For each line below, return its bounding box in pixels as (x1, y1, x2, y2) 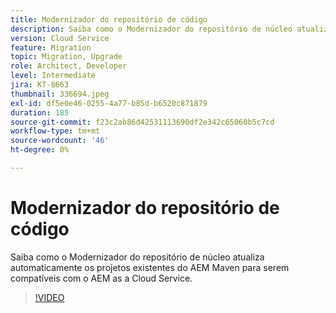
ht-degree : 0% (10, 145, 70, 155)
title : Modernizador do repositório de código (10, 14, 208, 25)
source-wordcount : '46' (10, 136, 110, 146)
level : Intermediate (10, 71, 97, 81)
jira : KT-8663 (10, 80, 70, 90)
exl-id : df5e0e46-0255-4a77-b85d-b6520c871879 (10, 98, 208, 108)
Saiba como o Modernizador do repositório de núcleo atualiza (10, 251, 265, 263)
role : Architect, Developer (10, 61, 128, 71)
